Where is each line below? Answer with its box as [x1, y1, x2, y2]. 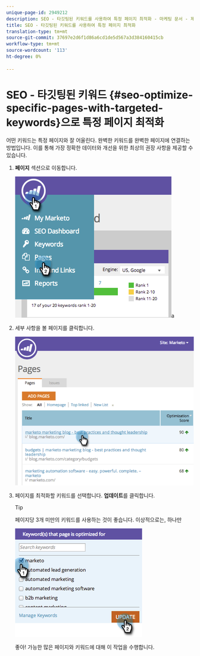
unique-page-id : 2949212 [6, 10, 68, 15]
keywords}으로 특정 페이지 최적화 [6, 116, 164, 129]
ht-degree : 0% [6, 54, 42, 60]
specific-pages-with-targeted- [6, 101, 164, 114]
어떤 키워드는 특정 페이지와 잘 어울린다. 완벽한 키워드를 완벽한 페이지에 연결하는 [6, 136, 190, 144]
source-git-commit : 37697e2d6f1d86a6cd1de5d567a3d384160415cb [6, 35, 164, 41]
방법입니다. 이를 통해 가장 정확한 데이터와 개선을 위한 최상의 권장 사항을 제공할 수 [6, 144, 193, 151]
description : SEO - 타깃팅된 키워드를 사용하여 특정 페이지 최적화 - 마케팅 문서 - [6, 15, 189, 22]
